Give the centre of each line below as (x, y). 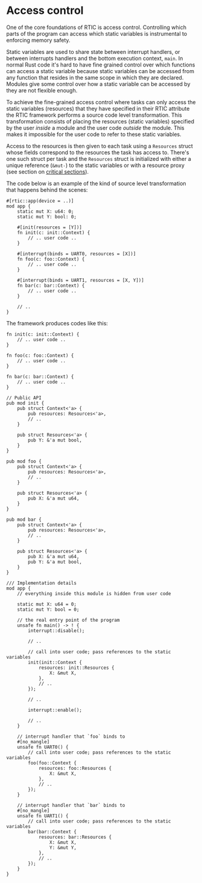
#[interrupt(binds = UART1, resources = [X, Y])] (81, 280)
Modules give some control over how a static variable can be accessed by (98, 84)
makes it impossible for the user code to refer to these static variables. (94, 134)
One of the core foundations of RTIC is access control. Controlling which (96, 27)
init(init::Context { (55, 662)
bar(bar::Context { (52, 832)
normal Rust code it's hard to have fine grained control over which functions (101, 65)
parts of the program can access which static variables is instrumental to (97, 33)
